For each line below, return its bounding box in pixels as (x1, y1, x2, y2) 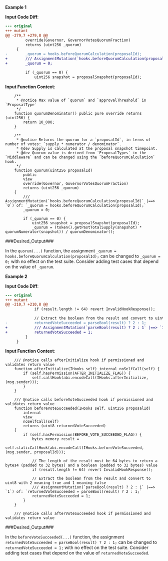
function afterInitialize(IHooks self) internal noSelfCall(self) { (14, 367, 160, 372)
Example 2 (5, 273, 27, 279)
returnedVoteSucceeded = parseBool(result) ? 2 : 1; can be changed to (5, 539, 157, 545)
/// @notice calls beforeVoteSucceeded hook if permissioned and (14, 397, 153, 402)
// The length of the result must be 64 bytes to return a (31, 458, 157, 464)
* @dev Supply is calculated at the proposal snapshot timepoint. (16, 146, 157, 151)
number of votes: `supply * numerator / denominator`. (5, 141, 122, 147)
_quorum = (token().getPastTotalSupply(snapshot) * (31, 225, 142, 230)
